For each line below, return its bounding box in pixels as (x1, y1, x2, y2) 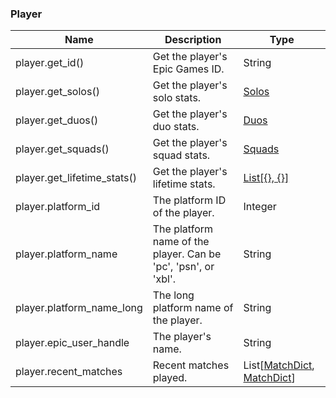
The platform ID (152, 193, 227, 207)
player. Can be (152, 247, 222, 261)
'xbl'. (152, 272, 177, 286)
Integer (243, 200, 277, 214)
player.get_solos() (15, 85, 100, 99)
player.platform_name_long (15, 301, 143, 315)
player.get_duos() (15, 113, 99, 127)
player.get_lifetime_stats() (15, 171, 138, 185)
